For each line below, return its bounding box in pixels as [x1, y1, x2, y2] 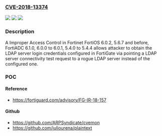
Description [5, 28, 35, 35]
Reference [5, 86, 28, 92]
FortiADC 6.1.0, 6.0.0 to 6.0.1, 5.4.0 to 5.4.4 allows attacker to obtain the [5, 45, 152, 51]
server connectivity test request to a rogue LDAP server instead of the [5, 55, 150, 61]
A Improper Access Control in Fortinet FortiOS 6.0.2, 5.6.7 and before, [5, 39, 149, 46]
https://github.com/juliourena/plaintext [12, 124, 92, 131]
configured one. [5, 61, 39, 67]
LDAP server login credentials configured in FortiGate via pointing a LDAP [5, 50, 157, 56]
